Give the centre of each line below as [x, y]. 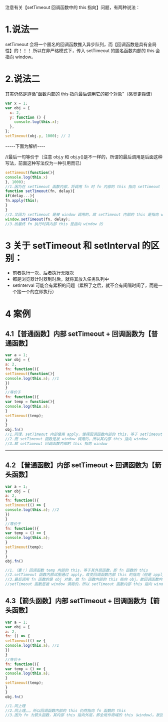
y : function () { [28, 117]
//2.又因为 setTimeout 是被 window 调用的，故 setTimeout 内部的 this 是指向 [82, 215]
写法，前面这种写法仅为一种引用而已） [44, 163]
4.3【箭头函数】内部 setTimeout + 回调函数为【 [79, 601]
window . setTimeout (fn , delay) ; [38, 219]
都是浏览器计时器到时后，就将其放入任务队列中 [60, 279]
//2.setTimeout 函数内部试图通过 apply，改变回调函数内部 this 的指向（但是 [78, 575]
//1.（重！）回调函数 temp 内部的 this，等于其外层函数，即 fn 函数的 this [77, 570]
